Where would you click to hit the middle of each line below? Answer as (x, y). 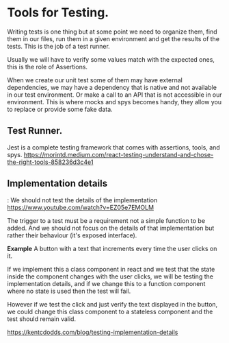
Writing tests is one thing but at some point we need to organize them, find (112, 32)
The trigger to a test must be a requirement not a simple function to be (106, 220)
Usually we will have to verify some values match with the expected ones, (111, 59)
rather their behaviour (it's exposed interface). (72, 235)
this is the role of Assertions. (47, 67)
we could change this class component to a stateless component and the (110, 311)
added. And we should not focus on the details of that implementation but (111, 228)
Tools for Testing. (58, 13)
